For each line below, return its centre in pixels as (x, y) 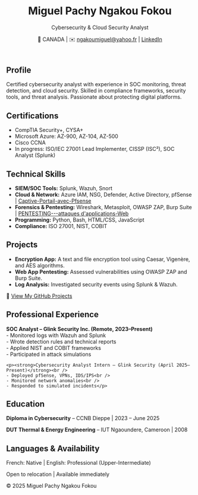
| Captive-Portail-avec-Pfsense (53, 201)
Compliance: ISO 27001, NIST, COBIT (61, 226)
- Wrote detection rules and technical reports (62, 341)
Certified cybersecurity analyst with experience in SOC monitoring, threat (96, 84)
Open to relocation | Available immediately (58, 474)
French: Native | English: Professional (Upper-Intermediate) (79, 463)
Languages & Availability (53, 448)
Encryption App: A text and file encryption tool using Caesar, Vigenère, (102, 259)
